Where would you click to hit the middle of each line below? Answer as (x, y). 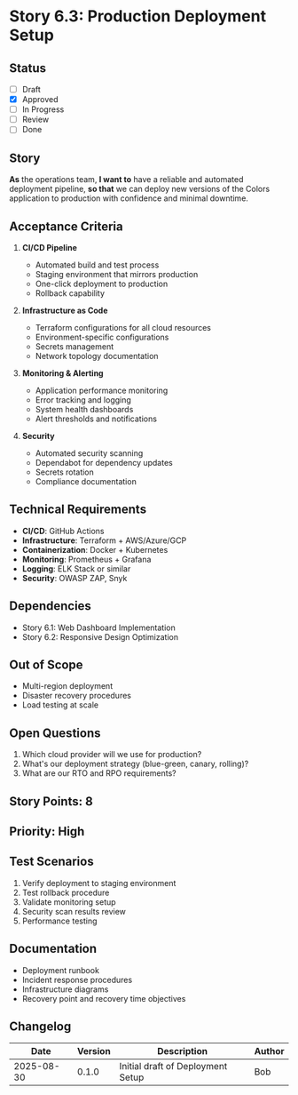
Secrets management (74, 346)
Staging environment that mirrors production (117, 274)
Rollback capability (70, 293)
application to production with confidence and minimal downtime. (129, 198)
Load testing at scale (60, 705)
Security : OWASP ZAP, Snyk (74, 578)
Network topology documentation (97, 356)
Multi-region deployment (67, 686)
